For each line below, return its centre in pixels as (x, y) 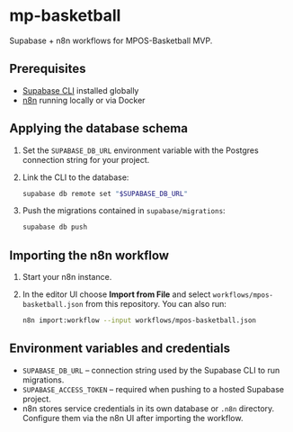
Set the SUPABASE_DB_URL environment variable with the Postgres (140, 150)
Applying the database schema (99, 128)
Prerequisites (48, 69)
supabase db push (55, 227)
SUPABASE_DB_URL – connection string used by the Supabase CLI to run (151, 370)
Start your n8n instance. (67, 277)
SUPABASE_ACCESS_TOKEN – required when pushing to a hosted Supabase (153, 389)
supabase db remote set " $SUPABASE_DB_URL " (105, 193)
